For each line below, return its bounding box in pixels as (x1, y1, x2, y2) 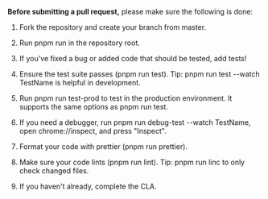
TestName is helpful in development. (19, 78, 142, 87)
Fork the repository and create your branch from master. (19, 23, 207, 31)
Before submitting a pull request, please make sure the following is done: (7, 7, 254, 16)
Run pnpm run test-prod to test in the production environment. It (19, 93, 233, 103)
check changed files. (19, 166, 89, 176)
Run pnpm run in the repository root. (19, 38, 140, 48)
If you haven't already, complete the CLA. (19, 181, 157, 191)
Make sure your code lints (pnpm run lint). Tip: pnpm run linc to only (19, 157, 245, 167)
